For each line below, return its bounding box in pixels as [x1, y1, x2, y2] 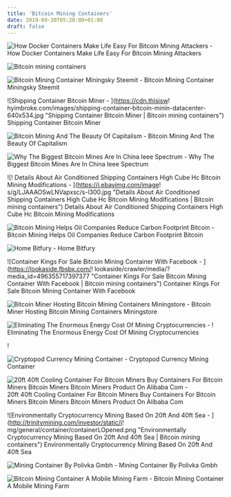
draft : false [7, 23, 45, 30]
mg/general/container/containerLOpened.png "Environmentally [7, 426, 187, 434]
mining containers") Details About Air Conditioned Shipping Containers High [7, 203, 223, 211]
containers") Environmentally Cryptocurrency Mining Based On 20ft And [7, 440, 212, 449]
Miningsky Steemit [7, 84, 60, 92]
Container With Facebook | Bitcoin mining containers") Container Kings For [7, 280, 221, 288]
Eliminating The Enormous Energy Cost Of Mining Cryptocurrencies [7, 329, 199, 337]
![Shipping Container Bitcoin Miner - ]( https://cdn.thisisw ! [7, 97, 170, 105]
